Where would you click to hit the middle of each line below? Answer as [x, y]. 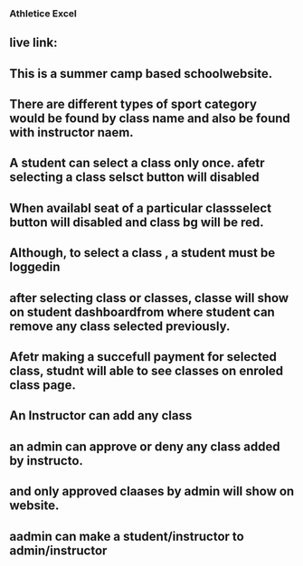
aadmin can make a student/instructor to [127, 536]
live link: [33, 43]
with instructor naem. [71, 132]
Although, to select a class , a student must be [142, 253]
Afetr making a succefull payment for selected [143, 357]
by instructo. [47, 461]
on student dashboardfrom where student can [142, 311]
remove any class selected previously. [120, 326]
